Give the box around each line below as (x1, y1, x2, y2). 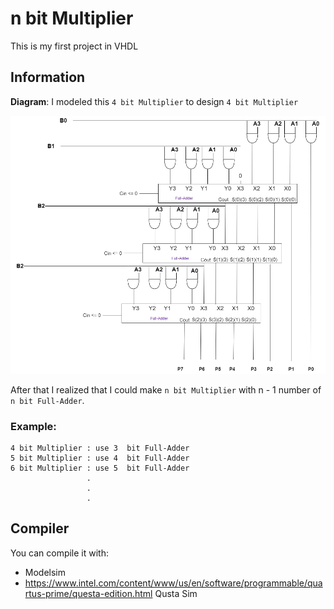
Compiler (10, 520, 70, 537)
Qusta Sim (154, 587, 198, 599)
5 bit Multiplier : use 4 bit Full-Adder (10, 453, 190, 463)
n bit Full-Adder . (10, 394, 85, 406)
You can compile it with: (10, 547, 110, 559)
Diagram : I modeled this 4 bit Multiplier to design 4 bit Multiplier (10, 95, 299, 107)
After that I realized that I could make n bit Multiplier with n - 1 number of (10, 383, 322, 396)
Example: (10, 419, 57, 433)
